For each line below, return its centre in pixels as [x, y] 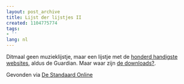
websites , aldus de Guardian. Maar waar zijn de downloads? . [81, 63]
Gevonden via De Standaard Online [49, 75]
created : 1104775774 [32, 23]
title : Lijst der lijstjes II [44, 17]
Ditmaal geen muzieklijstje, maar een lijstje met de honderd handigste [92, 57]
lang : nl [17, 40]
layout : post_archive [33, 12]
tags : [13, 28]
